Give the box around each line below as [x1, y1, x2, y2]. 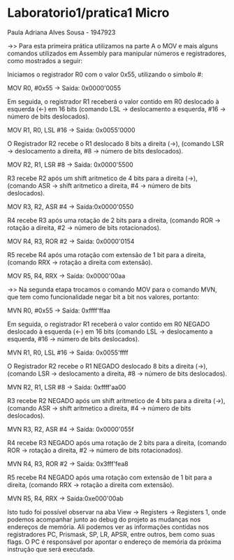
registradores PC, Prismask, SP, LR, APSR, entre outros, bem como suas [7, 530, 215, 538]
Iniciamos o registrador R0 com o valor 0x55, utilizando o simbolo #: [7, 70, 204, 78]
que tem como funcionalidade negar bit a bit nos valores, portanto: [7, 292, 200, 301]
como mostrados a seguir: [7, 56, 82, 64]
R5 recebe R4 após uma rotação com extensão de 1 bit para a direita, [7, 250, 206, 259]
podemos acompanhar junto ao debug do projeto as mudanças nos [7, 515, 201, 524]
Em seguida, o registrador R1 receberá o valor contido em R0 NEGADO [7, 320, 210, 328]
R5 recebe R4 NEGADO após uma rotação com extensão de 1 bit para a [7, 473, 212, 482]
